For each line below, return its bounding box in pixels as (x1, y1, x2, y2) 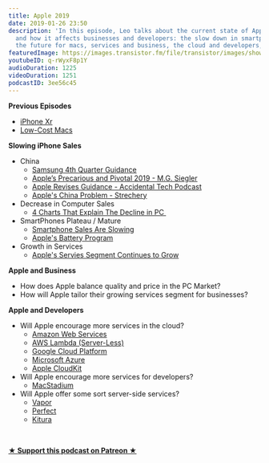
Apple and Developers (8, 305, 84, 315)
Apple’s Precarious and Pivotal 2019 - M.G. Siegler (31, 173, 198, 183)
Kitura (31, 414, 52, 424)
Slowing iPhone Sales (8, 140, 82, 150)
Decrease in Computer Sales (19, 198, 114, 209)
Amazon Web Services (31, 329, 107, 339)
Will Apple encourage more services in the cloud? (19, 320, 184, 330)
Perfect (31, 406, 57, 416)
